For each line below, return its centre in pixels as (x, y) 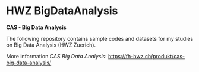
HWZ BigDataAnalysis (62, 11)
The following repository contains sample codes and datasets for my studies (100, 38)
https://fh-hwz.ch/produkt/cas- (146, 56)
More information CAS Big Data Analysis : (56, 56)
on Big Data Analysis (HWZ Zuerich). (51, 45)
